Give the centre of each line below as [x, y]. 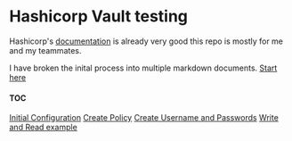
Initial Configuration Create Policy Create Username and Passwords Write [144, 118]
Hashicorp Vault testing [99, 17]
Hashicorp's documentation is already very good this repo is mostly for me [146, 41]
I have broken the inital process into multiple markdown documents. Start [143, 68]
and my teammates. [45, 50]
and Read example [43, 128]
